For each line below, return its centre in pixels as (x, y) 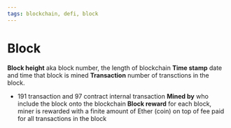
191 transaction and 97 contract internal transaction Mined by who (113, 96)
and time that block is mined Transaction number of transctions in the (108, 75)
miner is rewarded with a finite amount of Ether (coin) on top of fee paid (121, 111)
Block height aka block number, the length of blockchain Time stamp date (115, 68)
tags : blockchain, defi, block (53, 14)
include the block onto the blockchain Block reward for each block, (114, 104)
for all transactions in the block (62, 118)
